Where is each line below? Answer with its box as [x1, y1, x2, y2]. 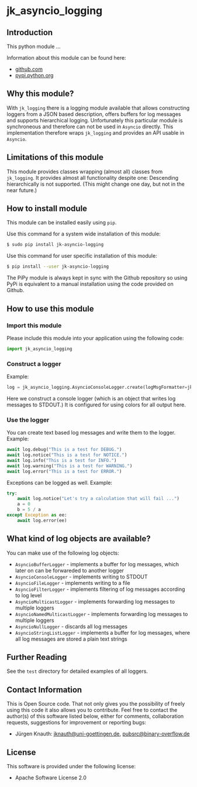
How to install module [6, 204, 87, 214]
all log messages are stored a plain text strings [15, 635, 127, 642]
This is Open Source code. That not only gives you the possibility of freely [6, 700, 185, 707]
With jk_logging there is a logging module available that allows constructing [6, 104, 190, 111]
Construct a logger [6, 360, 61, 368]
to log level [15, 591, 42, 598]
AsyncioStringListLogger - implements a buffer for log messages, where [15, 629, 191, 636]
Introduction [6, 28, 53, 37]
